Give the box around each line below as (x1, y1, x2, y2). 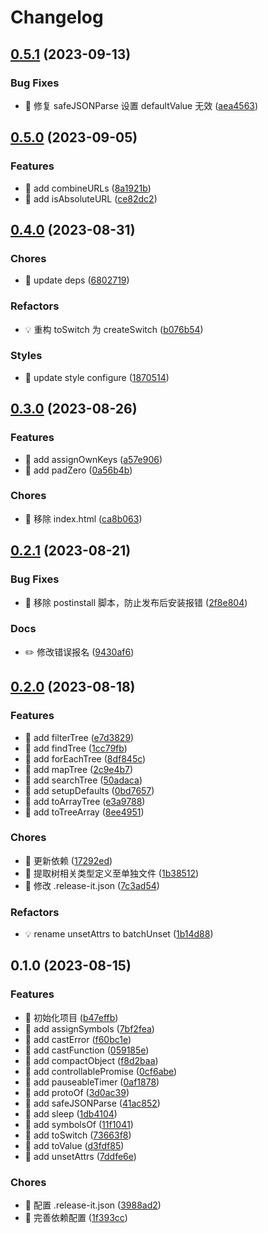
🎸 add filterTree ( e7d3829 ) (24, 731, 135, 743)
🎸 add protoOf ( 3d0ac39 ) (24, 1086, 130, 1098)
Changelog (10, 6, 104, 29)
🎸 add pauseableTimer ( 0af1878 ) (24, 1076, 160, 1088)
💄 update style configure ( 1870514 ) (24, 371, 170, 383)
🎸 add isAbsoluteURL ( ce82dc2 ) (24, 192, 158, 205)
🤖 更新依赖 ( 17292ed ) (24, 854, 113, 866)
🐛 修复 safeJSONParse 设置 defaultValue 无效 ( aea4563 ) (24, 99, 259, 111)
